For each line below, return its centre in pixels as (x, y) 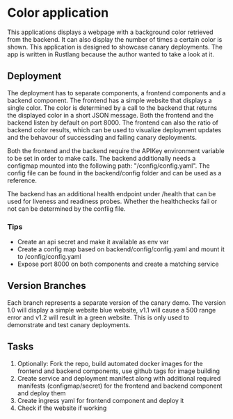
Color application (58, 13)
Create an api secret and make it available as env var (93, 242)
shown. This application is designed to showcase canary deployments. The (115, 47)
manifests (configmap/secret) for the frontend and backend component (120, 386)
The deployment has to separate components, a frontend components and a (116, 93)
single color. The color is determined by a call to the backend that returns (112, 108)
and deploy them (41, 393)
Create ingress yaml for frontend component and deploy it (101, 400)
